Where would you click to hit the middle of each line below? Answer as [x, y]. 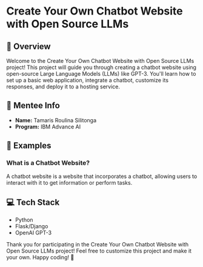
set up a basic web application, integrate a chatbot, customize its [87, 80]
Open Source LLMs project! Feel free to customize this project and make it [99, 251]
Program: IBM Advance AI [48, 127]
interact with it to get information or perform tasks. [69, 182]
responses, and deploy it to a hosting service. [63, 87]
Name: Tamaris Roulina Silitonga [56, 120]
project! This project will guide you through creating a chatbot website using [101, 67]
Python [24, 220]
